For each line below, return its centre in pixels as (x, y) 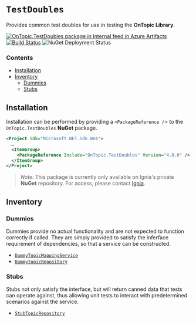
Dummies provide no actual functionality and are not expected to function (95, 231)
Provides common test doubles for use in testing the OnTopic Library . (90, 25)
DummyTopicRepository (41, 262)
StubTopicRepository (40, 314)
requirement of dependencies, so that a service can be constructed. (89, 243)
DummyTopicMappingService (46, 255)
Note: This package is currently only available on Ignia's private (97, 177)
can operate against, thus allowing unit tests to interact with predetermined (97, 296)
